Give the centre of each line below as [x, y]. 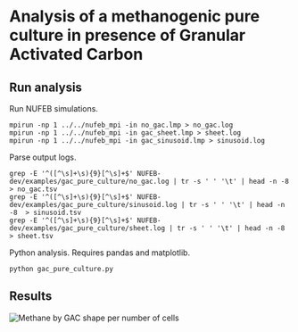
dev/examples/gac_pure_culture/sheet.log [87, 228]
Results [31, 296]
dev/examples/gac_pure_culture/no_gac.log [89, 181]
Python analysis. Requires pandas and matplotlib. [99, 253]
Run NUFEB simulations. [54, 108]
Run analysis [46, 87]
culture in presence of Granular [128, 35]
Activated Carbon [76, 54]
